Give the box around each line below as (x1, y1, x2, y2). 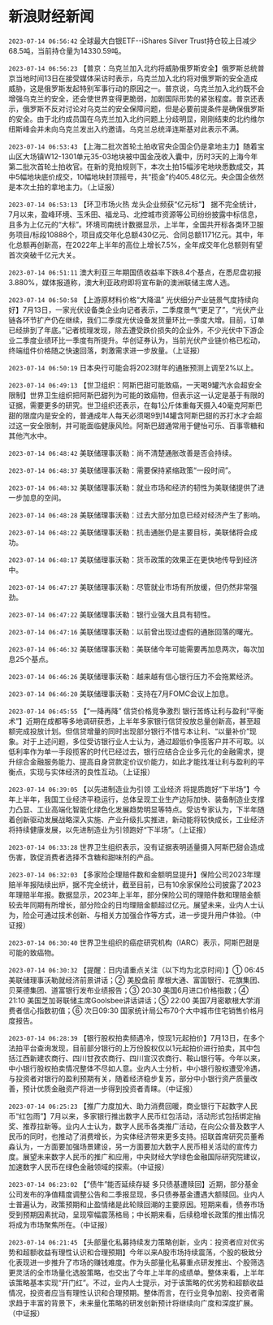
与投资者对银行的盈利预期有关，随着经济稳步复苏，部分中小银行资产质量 (8, 1073, 250, 1083)
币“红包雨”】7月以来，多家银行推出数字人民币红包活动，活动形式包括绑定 (8, 1111, 254, 1121)
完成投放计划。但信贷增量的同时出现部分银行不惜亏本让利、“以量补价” (15, 726, 250, 736)
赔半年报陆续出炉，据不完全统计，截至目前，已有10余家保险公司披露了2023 (8, 879, 262, 890)
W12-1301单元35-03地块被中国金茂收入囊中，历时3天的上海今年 (43, 151, 258, 161)
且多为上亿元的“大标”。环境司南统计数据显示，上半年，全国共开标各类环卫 (8, 219, 258, 229)
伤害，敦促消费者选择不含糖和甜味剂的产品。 (8, 852, 158, 862)
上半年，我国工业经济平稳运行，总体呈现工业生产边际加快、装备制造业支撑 (15, 794, 265, 804)
